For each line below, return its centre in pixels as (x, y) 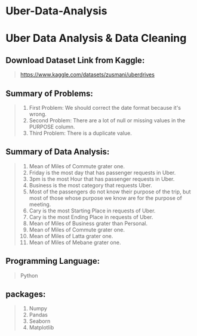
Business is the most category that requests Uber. (91, 185)
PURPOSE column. (52, 127)
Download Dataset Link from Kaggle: (75, 60)
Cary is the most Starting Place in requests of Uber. (92, 211)
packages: (26, 295)
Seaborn (40, 321)
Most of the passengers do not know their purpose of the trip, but (110, 192)
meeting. (40, 204)
